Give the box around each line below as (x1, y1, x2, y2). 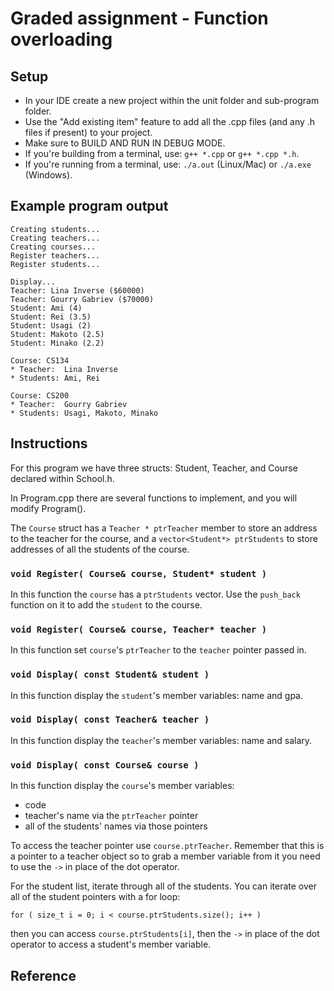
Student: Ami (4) (10, 303, 83, 313)
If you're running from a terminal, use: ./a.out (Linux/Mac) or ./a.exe (24, 158, 312, 170)
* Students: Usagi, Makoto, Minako (10, 408, 159, 418)
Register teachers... (10, 250, 101, 261)
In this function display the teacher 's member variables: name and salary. (10, 734, 313, 746)
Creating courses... (10, 242, 97, 252)
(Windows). (24, 169, 73, 181)
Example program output (10, 198, 169, 215)
